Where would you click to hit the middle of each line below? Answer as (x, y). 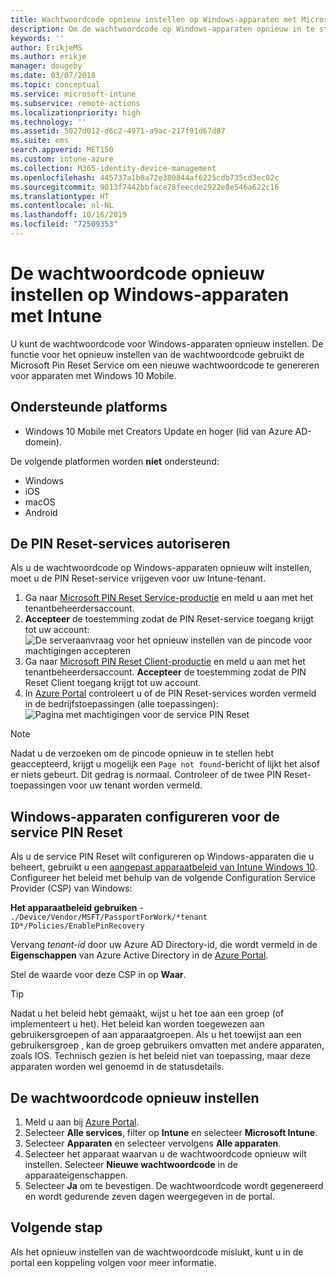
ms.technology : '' (48, 122)
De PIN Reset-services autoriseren (120, 544)
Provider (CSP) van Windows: (71, 888)
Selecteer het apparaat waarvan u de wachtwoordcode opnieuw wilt (165, 1154)
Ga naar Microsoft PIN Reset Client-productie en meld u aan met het (165, 662)
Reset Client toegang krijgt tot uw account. (113, 683)
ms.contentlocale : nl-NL (62, 206)
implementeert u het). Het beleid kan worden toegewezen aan (137, 1024)
